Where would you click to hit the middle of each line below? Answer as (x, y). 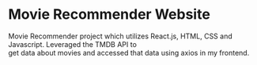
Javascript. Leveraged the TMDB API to (72, 44)
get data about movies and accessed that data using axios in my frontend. (129, 52)
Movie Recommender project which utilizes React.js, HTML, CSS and (120, 36)
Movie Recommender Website (110, 14)
